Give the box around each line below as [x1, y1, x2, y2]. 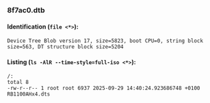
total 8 [7, 79, 29, 86]
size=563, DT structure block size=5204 [7, 44, 124, 50]
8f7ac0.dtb [7, 5, 45, 15]
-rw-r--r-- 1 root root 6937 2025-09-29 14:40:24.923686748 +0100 [7, 85, 200, 92]
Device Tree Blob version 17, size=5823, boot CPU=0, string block [7, 38, 204, 44]
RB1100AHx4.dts [7, 91, 51, 98]
